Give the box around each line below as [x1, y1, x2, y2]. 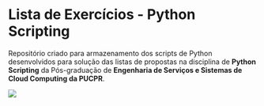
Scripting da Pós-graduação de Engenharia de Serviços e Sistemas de [8, 65, 243, 74]
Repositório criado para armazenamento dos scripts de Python [8, 48, 213, 58]
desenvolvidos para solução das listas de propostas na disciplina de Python [8, 57, 257, 66]
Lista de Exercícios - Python [8, 6, 196, 24]
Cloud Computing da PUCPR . [8, 74, 105, 83]
